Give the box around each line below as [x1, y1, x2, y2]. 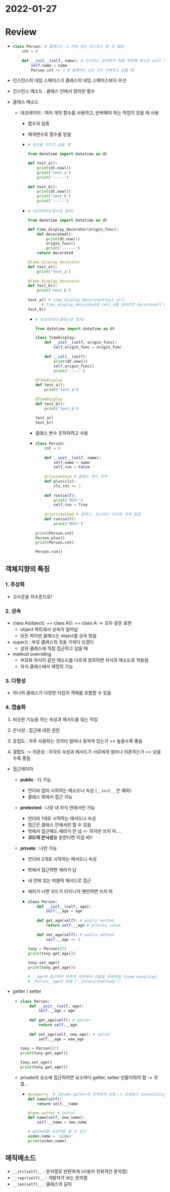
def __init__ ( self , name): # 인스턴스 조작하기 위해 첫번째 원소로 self [22, 58, 161, 63]
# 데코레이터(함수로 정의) [27, 209, 74, 214]
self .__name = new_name [37, 1120, 87, 1125]
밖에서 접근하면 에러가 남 [27, 866, 77, 873]
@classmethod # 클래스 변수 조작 [44, 474, 108, 480]
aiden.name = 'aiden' [27, 1134, 73, 1139]
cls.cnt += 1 [53, 483, 81, 489]
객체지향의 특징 [5, 564, 50, 573]
